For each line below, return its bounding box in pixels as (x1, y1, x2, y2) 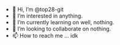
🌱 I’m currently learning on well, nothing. (12, 19, 114, 26)
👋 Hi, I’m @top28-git (12, 6, 64, 13)
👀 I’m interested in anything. (12, 12, 83, 19)
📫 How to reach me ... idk (12, 32, 78, 39)
